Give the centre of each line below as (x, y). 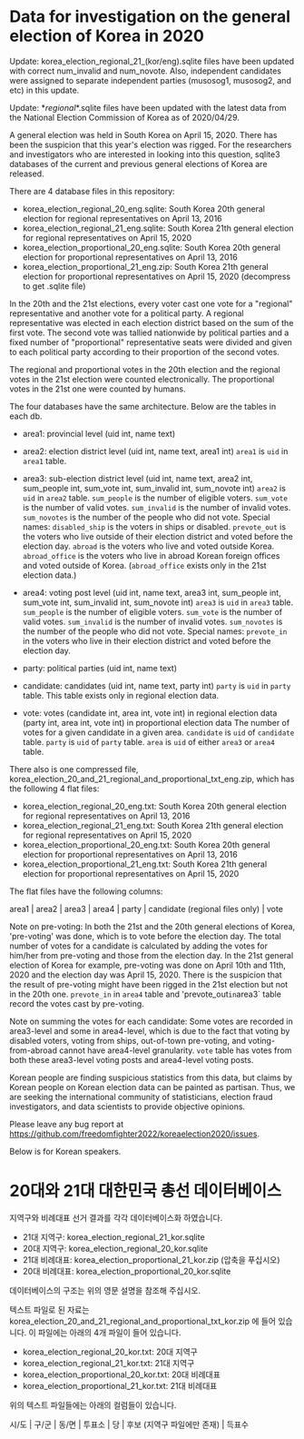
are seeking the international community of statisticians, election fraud (141, 1097)
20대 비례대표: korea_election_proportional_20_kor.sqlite (127, 1271)
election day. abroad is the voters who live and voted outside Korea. (148, 546)
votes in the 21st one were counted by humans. (98, 389)
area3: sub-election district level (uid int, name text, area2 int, (137, 478)
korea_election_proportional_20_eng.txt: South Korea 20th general (146, 844)
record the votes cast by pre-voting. (77, 1003)
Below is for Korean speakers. (65, 1151)
